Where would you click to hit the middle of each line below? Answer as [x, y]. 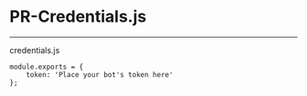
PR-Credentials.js [78, 17]
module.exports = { [47, 67]
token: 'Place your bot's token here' [100, 74]
